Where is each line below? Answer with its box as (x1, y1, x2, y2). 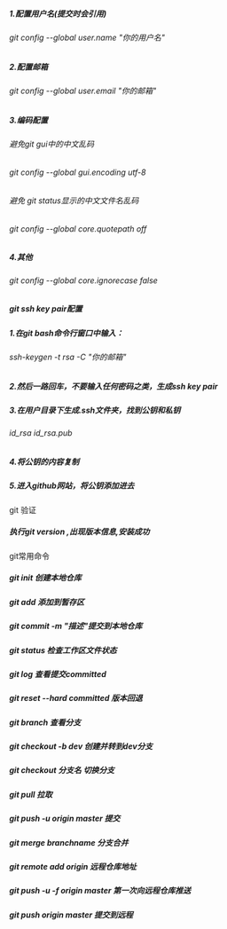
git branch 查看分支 (9, 717, 82, 728)
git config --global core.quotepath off (9, 223, 147, 234)
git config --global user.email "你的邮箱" (9, 85, 157, 96)
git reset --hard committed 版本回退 (9, 693, 144, 704)
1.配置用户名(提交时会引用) (9, 8, 107, 19)
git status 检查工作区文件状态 (9, 644, 117, 656)
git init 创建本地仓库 (9, 572, 82, 583)
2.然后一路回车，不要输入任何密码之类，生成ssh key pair (9, 381, 218, 391)
